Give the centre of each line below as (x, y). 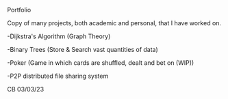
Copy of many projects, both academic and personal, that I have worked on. (114, 23)
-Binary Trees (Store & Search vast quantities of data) (83, 49)
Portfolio (19, 10)
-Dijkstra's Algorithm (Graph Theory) (59, 36)
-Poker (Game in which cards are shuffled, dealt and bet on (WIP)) (101, 63)
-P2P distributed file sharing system (58, 76)
